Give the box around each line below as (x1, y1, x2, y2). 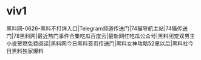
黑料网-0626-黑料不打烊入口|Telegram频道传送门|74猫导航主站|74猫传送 (6, 25, 188, 32)
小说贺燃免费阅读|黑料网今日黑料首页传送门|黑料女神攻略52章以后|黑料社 (6, 40, 188, 47)
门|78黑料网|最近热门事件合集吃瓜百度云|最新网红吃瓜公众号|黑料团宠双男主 (6, 32, 196, 40)
